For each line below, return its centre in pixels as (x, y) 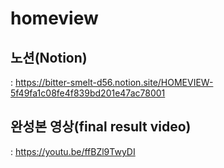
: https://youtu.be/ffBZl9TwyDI (73, 151)
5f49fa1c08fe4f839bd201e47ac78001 (88, 93)
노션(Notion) (49, 57)
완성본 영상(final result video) (101, 127)
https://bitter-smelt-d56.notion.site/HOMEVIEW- (114, 82)
